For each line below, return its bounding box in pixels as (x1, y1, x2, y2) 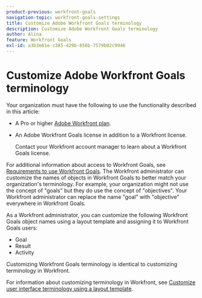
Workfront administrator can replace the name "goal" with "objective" (6, 193, 180, 200)
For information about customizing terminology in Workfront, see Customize (6, 279, 196, 286)
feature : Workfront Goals (6, 37, 71, 43)
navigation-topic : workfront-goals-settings (6, 15, 120, 21)
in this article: (6, 108, 41, 115)
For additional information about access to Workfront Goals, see (6, 161, 166, 168)
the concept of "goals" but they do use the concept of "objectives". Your (6, 187, 187, 194)
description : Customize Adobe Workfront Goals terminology (6, 25, 158, 32)
